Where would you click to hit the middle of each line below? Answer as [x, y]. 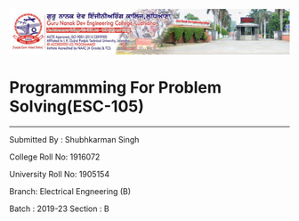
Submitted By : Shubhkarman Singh [74, 139]
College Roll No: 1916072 [55, 157]
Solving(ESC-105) [77, 106]
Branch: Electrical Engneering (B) [70, 191]
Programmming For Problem [116, 87]
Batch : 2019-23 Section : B [59, 209]
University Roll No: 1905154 [59, 174]
